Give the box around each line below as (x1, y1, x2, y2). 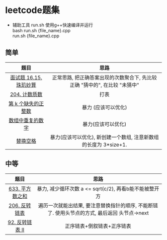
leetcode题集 (5, 4, 60, 16)
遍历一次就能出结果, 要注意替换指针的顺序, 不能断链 (38, 202, 158, 209)
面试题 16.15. (10, 74, 42, 81)
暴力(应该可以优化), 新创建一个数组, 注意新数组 (50, 134, 159, 141)
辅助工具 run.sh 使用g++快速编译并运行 (12, 22, 93, 28)
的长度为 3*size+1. (82, 141, 127, 148)
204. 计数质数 (9, 90, 43, 97)
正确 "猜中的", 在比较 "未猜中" (70, 81, 140, 88)
